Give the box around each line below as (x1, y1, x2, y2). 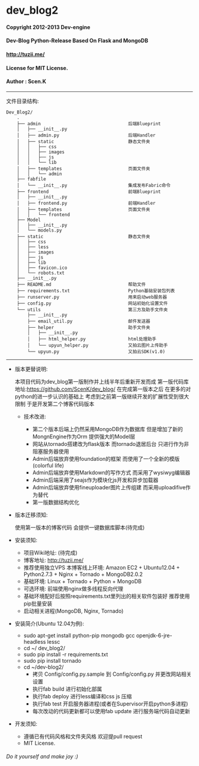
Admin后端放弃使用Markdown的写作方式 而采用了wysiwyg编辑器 (32, 469, 191, 476)
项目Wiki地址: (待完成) (23, 549, 78, 556)
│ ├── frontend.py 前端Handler (17, 200, 156, 206)
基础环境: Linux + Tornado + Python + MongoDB (23, 577, 142, 585)
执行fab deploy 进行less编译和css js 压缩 (32, 692, 132, 699)
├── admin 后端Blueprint (17, 121, 161, 126)
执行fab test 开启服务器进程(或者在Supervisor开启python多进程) (32, 700, 188, 707)
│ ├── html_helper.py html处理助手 (27, 336, 157, 342)
